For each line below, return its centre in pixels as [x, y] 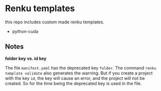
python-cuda [25, 31]
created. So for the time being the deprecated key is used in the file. [73, 83]
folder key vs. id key [26, 58]
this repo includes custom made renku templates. [55, 22]
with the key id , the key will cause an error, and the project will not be [75, 78]
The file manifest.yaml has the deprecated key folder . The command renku [81, 68]
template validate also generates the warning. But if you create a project [79, 73]
